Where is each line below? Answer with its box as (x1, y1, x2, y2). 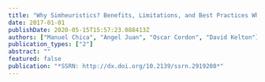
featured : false (8, 55, 62, 63)
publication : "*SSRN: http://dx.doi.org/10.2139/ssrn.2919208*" (8, 62, 224, 70)
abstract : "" (8, 48, 51, 55)
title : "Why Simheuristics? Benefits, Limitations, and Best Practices (8, 11, 248, 20)
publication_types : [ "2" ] (8, 41, 93, 48)
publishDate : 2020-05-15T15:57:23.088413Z (8, 26, 150, 34)
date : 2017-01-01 (8, 19, 65, 27)
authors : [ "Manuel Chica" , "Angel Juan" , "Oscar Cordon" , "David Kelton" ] (8, 33, 259, 41)
